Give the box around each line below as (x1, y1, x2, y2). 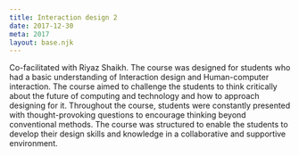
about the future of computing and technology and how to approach (9, 91, 261, 102)
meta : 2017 (9, 29, 50, 38)
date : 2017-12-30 (9, 21, 74, 30)
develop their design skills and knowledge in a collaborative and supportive (9, 128, 287, 139)
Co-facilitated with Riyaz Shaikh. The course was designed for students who (9, 62, 291, 73)
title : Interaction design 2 (9, 12, 118, 22)
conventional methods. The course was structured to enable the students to (9, 119, 288, 130)
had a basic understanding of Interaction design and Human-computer (9, 72, 270, 83)
